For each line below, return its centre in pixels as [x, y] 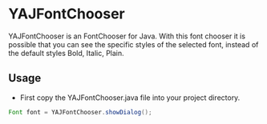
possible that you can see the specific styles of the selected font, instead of [133, 44]
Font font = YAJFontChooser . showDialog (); [80, 112]
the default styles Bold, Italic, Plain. [66, 53]
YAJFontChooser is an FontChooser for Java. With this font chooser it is [127, 36]
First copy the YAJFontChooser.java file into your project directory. [130, 98]
